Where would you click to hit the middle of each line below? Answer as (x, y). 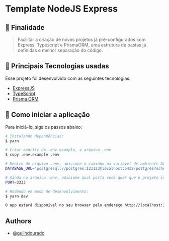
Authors (18, 221)
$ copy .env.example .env (32, 155)
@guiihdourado (28, 233)
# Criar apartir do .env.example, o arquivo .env (58, 150)
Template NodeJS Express (62, 9)
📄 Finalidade (25, 28)
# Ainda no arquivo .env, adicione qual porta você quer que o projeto (82, 177)
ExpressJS (24, 88)
